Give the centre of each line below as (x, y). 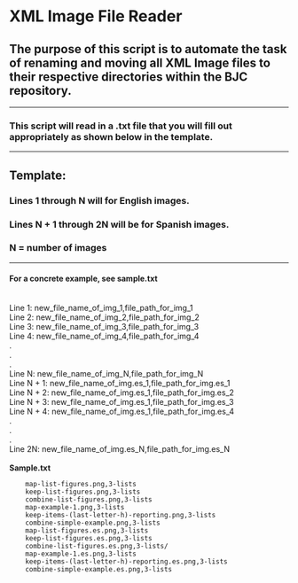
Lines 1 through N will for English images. (99, 200)
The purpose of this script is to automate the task (148, 49)
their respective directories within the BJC (129, 77)
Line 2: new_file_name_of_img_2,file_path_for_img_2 (104, 317)
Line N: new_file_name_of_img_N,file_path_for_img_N (106, 374)
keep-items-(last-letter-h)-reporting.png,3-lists (121, 516)
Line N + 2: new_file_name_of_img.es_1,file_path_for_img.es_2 (122, 393)
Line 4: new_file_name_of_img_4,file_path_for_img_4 (104, 336)
